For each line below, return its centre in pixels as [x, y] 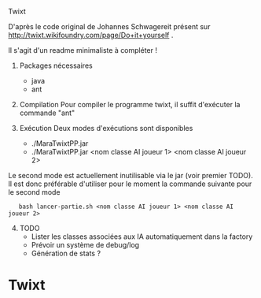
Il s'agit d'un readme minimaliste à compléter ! [83, 50]
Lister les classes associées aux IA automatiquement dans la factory [142, 237]
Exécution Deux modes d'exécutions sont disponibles [106, 128]
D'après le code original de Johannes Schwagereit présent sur [109, 26]
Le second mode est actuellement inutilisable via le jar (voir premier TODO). [130, 175]
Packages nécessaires [56, 65]
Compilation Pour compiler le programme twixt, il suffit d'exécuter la [130, 104]
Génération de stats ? [66, 253]
